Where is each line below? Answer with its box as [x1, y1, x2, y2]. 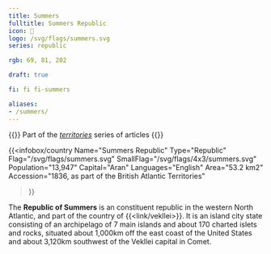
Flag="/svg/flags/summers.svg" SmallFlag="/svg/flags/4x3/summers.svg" [8, 154, 257, 164]
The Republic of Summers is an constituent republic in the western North [8, 202, 253, 212]
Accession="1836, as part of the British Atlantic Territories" [8, 171, 205, 181]
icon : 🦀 [8, 27, 35, 35]
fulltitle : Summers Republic [8, 19, 107, 27]
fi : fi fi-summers [8, 85, 70, 94]
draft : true [8, 71, 49, 79]
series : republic [8, 42, 67, 50]
